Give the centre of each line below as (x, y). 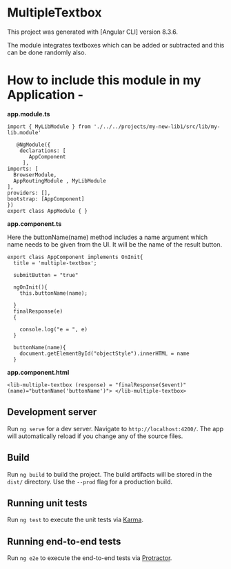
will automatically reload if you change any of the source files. (95, 436)
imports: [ (23, 169)
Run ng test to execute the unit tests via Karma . (75, 520)
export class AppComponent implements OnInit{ (75, 257)
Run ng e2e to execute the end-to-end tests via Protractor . (90, 558)
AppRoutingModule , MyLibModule (60, 180)
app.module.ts (29, 114)
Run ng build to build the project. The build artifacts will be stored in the (110, 474)
